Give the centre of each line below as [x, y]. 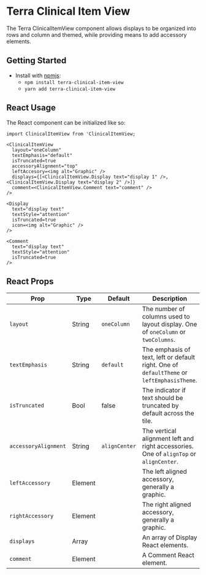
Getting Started [36, 60]
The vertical [159, 431]
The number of [163, 309]
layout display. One [170, 325]
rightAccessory [32, 516]
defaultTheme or [165, 372]
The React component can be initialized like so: [66, 122]
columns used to [166, 317]
